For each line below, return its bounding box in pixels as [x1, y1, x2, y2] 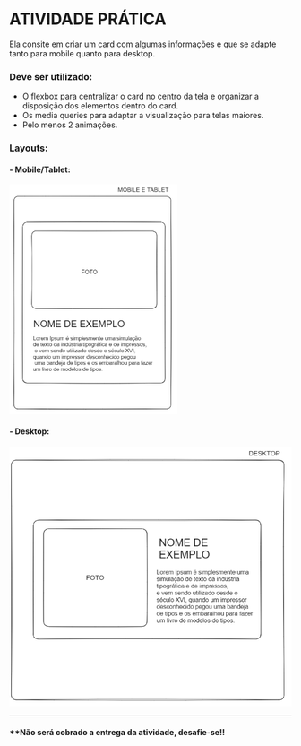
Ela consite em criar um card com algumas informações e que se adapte [9, 39, 277, 49]
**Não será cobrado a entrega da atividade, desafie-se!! [9, 726, 226, 737]
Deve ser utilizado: [9, 70, 92, 82]
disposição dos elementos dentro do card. [21, 100, 179, 111]
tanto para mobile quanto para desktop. [9, 48, 155, 58]
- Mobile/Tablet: [9, 164, 71, 175]
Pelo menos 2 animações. [21, 119, 118, 130]
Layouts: [9, 142, 48, 154]
